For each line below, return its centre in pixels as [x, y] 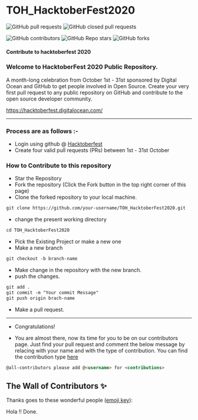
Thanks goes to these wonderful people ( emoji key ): [70, 400]
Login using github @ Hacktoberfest [59, 144]
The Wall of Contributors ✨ [57, 386]
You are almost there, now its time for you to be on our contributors [96, 338]
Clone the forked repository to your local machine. [76, 197]
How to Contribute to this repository [59, 166]
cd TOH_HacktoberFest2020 [38, 230]
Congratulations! [35, 327]
